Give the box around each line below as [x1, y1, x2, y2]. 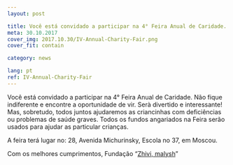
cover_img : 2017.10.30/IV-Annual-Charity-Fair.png [7, 36, 158, 42]
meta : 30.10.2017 [7, 29, 58, 36]
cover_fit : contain [7, 42, 64, 49]
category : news [7, 55, 52, 62]
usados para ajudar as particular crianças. [7, 123, 129, 131]
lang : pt [7, 68, 33, 74]
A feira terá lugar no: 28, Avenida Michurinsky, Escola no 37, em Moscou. [7, 136, 218, 144]
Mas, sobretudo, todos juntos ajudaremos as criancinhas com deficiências [7, 107, 222, 116]
